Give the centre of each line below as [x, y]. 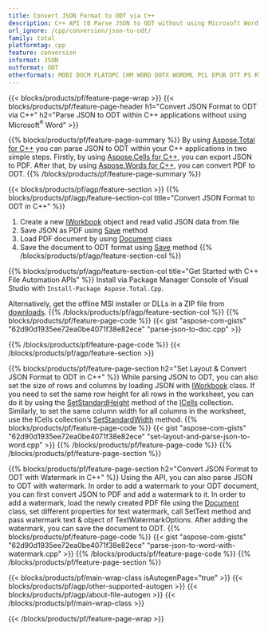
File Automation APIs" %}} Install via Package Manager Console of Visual [128, 280]
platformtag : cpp [37, 46]
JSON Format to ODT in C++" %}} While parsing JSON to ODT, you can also [133, 377]
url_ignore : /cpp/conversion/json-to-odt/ [80, 30]
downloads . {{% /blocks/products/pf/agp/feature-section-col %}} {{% [124, 312]
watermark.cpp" [35, 554]
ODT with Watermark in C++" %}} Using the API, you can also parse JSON [130, 478]
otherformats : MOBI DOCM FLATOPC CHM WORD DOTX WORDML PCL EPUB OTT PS [130, 75]
